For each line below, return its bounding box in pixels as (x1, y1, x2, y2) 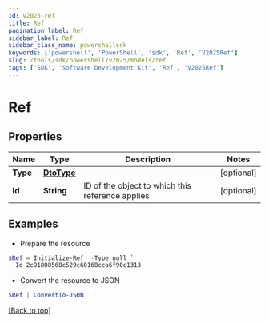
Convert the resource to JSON (19, 276, 120, 285)
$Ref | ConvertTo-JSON (8, 291, 84, 300)
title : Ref (8, 19, 45, 27)
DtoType (42, 167, 76, 178)
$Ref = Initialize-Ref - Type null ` (8, 253, 134, 262)
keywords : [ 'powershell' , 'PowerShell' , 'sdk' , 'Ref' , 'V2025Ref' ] (8, 49, 239, 57)
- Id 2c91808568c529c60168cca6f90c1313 (11, 261, 142, 269)
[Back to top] (8, 305, 51, 316)
